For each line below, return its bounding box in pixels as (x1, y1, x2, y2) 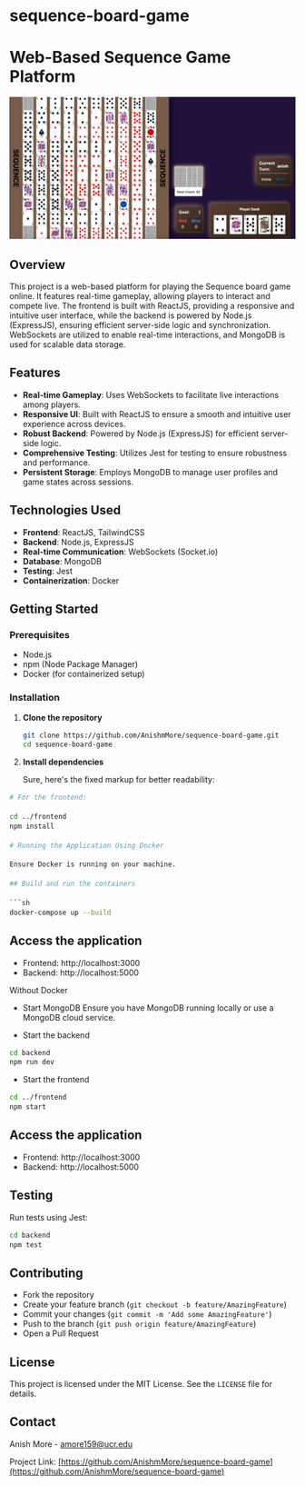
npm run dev (9, 1058, 54, 1067)
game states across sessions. (22, 476, 134, 487)
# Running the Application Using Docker (9, 841, 165, 850)
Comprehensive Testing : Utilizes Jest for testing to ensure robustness (22, 447, 288, 458)
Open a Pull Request (22, 1328, 100, 1339)
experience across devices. (22, 418, 126, 429)
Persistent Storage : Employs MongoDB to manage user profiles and (22, 466, 279, 477)
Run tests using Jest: (9, 1212, 88, 1222)
